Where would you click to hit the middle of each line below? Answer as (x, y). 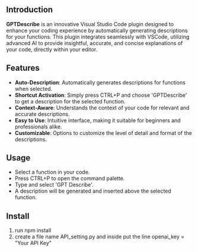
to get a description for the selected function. (70, 101)
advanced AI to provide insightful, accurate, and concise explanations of (95, 43)
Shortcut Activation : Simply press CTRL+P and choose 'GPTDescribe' (101, 95)
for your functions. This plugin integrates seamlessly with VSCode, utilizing (98, 37)
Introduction (30, 10)
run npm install (33, 231)
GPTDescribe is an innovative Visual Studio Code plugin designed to (90, 24)
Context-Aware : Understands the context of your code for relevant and (102, 108)
